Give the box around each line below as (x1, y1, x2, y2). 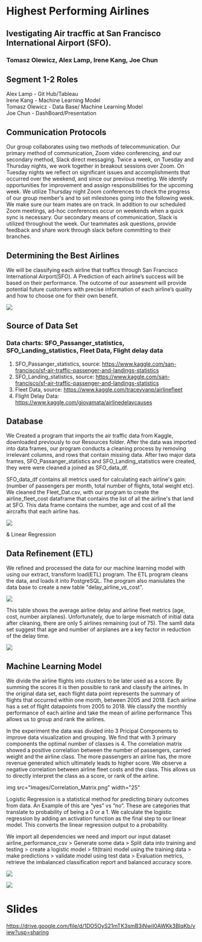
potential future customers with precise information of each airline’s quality (6, 285, 192, 293)
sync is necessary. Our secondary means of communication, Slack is (6, 214, 178, 221)
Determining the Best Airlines (6, 250, 119, 261)
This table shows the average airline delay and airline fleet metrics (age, (6, 606, 185, 614)
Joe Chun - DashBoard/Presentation (6, 110, 96, 117)
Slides (6, 902, 38, 916)
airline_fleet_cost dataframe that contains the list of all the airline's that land (6, 495, 194, 502)
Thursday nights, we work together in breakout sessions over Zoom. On (6, 162, 185, 170)
